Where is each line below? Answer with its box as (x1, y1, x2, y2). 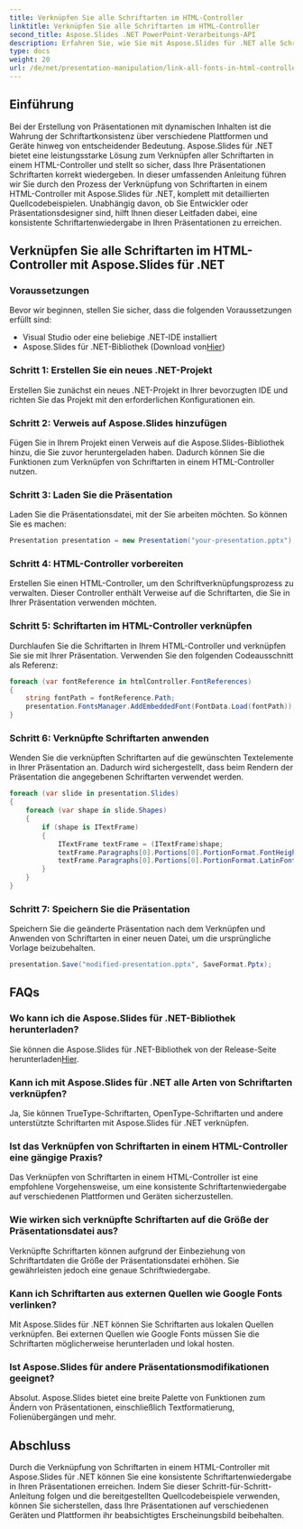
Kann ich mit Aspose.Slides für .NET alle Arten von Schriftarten (9, 1076, 293, 1088)
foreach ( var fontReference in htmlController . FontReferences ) (9, 676, 252, 686)
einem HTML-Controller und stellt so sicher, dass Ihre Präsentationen (9, 159, 266, 170)
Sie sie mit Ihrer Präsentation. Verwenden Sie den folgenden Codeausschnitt (9, 649, 294, 660)
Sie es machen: (9, 518, 67, 529)
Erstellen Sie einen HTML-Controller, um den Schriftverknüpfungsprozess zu (9, 578, 294, 589)
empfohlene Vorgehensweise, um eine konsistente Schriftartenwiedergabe (9, 1181, 287, 1192)
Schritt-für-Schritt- (201, 1481, 272, 1492)
